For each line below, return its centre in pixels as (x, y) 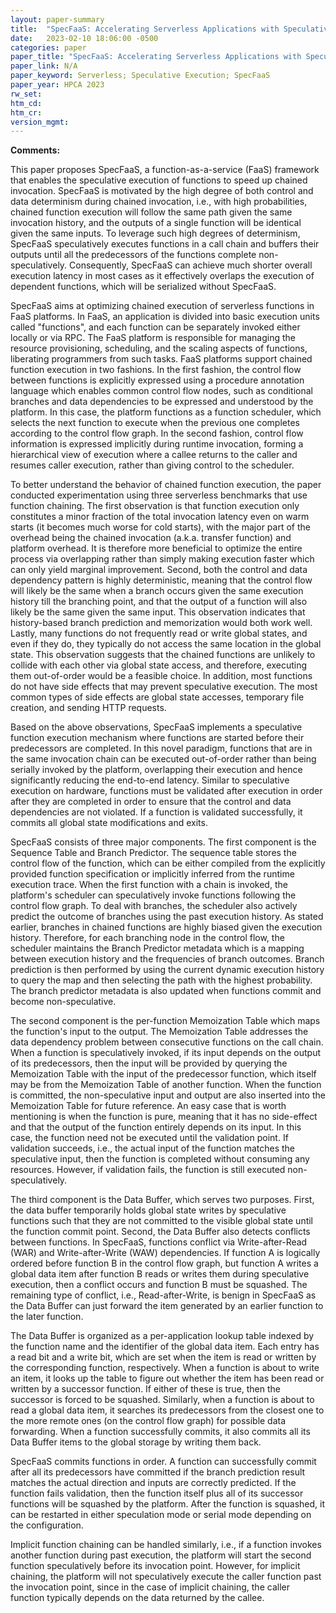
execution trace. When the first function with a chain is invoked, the (149, 885)
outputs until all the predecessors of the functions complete (133, 255)
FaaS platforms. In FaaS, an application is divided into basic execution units (165, 317)
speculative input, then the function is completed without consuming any (160, 1159)
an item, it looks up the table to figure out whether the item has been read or (167, 1378)
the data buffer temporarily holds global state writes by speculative (148, 1210)
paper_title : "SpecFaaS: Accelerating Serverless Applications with (156, 57)
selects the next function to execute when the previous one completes (155, 423)
